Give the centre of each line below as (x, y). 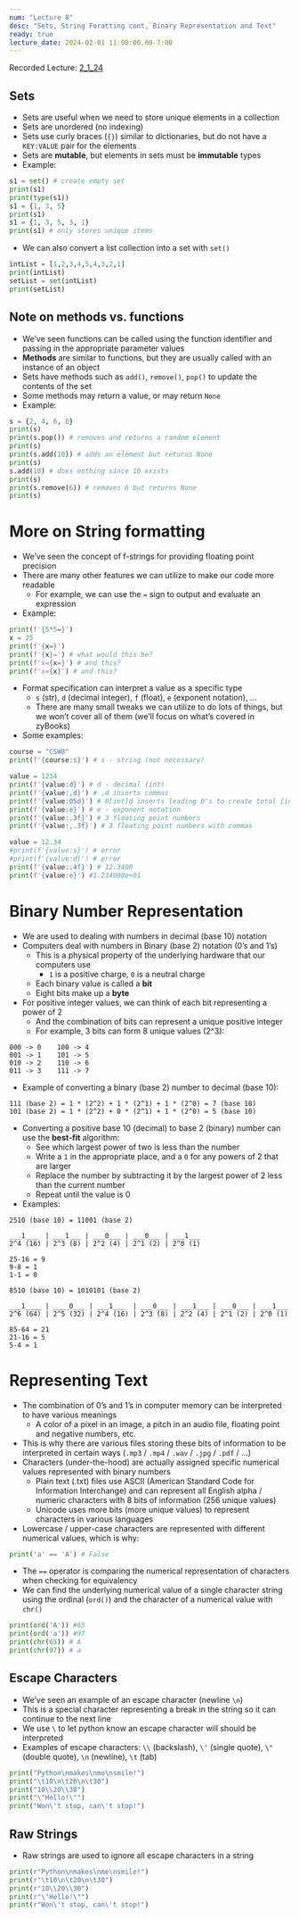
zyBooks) (53, 726)
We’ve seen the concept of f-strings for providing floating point (138, 556)
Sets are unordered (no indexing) (83, 127)
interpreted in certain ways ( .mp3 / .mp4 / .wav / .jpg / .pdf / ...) (137, 1452)
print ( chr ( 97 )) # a (45, 1651)
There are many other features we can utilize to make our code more (148, 576)
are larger (53, 1166)
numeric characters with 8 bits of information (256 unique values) (156, 1499)
